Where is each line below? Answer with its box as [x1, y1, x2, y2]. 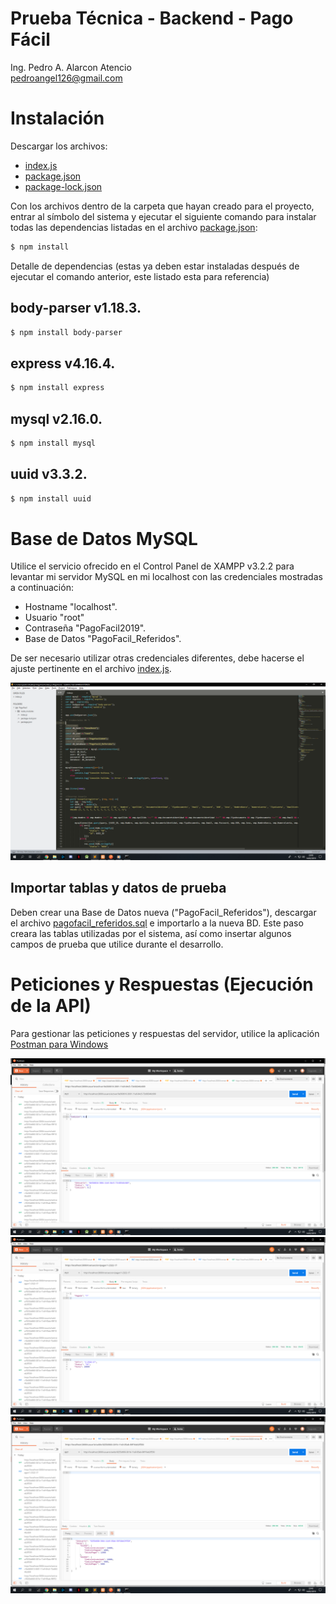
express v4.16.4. [10, 355, 116, 372]
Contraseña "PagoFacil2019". [24, 622, 147, 634]
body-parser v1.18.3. [10, 300, 142, 317]
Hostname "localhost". [24, 601, 118, 613]
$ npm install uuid [10, 493, 92, 504]
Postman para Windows [10, 1038, 109, 1050]
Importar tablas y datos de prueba [10, 880, 227, 897]
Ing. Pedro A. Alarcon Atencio [10, 61, 132, 73]
